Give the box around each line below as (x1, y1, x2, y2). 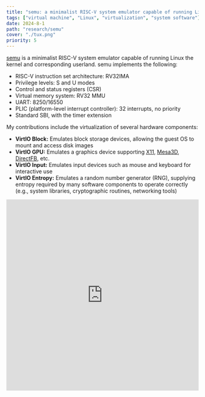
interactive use (15, 168, 53, 175)
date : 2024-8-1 (6, 20, 45, 26)
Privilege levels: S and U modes (15, 79, 95, 86)
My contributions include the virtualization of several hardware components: (6, 124, 198, 130)
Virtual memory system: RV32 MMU (15, 92, 106, 99)
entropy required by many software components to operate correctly (15, 181, 188, 188)
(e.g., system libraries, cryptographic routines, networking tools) (15, 187, 178, 195)
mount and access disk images (15, 142, 93, 149)
